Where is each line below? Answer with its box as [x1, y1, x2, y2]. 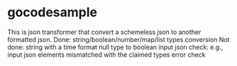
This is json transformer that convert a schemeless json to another [7, 28, 202, 36]
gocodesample [7, 4, 98, 21]
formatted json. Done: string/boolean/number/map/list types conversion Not [7, 35, 230, 43]
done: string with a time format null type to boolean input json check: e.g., [7, 43, 224, 51]
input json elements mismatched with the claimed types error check [7, 50, 206, 59]
